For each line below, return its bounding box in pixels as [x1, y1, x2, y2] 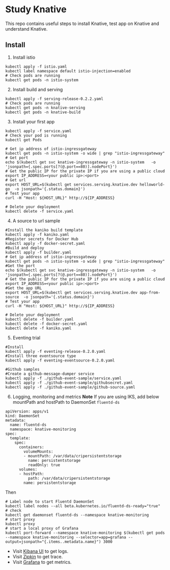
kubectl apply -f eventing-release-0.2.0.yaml [5, 349, 106, 354]
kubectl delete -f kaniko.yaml [5, 325, 72, 331]
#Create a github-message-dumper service [5, 371, 95, 376]
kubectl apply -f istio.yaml [5, 64, 67, 69]
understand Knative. [5, 25, 48, 32]
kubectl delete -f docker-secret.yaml [5, 321, 88, 326]
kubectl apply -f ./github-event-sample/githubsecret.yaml [5, 380, 133, 385]
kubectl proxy [5, 521, 36, 526]
